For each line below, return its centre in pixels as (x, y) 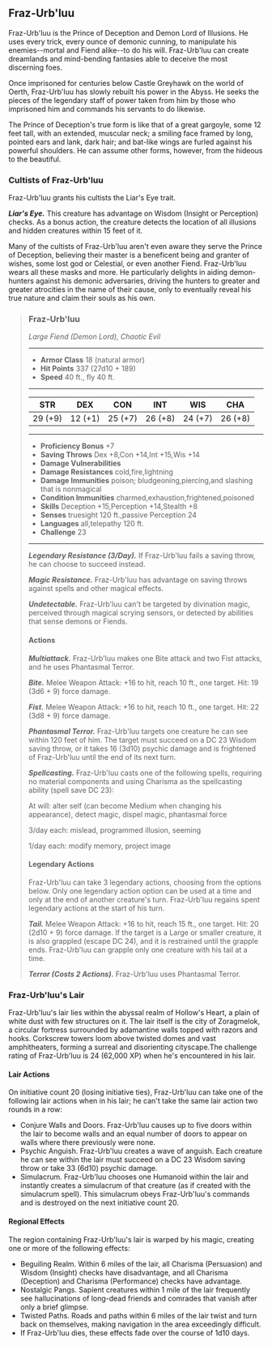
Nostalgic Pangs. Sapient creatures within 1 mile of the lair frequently (135, 1289)
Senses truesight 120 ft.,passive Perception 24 (118, 515)
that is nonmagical (71, 489)
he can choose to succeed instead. (87, 564)
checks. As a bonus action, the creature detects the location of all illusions (132, 222)
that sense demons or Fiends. (78, 622)
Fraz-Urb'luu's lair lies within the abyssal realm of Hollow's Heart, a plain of (134, 1013)
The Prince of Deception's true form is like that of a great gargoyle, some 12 (135, 124)
